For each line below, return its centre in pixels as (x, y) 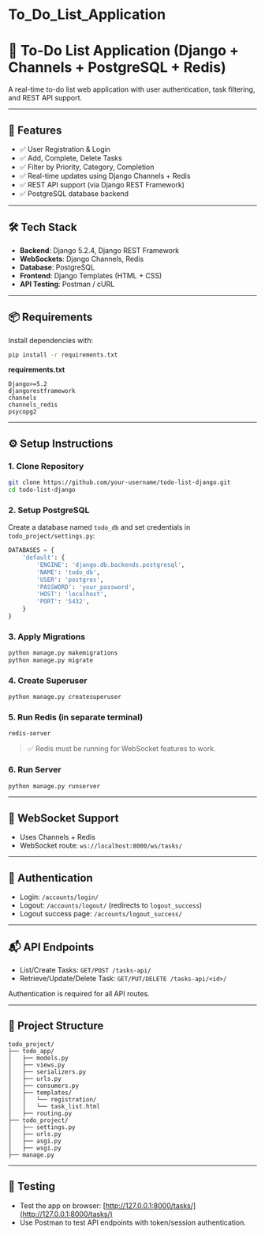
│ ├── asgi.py (35, 1141)
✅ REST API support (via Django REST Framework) (102, 184)
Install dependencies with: (51, 340)
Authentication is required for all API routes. (79, 993)
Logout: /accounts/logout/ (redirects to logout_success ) (111, 905)
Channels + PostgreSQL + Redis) (117, 68)
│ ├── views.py (37, 1065)
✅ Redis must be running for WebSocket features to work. (121, 749)
